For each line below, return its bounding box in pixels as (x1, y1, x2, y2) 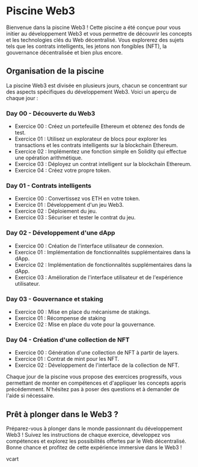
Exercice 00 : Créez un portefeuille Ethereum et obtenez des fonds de (14, 123, 185, 130)
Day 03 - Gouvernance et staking (6, 295, 103, 303)
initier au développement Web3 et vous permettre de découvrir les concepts (6, 30, 192, 37)
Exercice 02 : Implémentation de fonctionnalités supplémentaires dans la (14, 261, 192, 268)
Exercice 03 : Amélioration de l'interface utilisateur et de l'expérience (14, 274, 183, 281)
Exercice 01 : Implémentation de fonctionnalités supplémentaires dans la (14, 248, 191, 255)
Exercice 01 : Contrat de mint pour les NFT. (14, 356, 119, 363)
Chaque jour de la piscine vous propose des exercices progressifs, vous (6, 373, 182, 380)
